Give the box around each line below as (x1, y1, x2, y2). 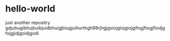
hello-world (5, 3, 56, 14)
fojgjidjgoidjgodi (5, 30, 39, 36)
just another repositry (5, 19, 51, 25)
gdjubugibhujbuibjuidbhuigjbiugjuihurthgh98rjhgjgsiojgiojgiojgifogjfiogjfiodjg (5, 24, 165, 30)
